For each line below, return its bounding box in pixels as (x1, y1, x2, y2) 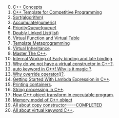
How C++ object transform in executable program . (12, 92, 114, 98)
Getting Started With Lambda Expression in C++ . (12, 76, 111, 82)
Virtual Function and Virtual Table (12, 35, 80, 41)
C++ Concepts (12, 4, 42, 10)
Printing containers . (12, 82, 53, 87)
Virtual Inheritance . (12, 46, 51, 51)
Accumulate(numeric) (12, 19, 57, 25)
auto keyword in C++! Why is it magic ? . (12, 66, 93, 72)
